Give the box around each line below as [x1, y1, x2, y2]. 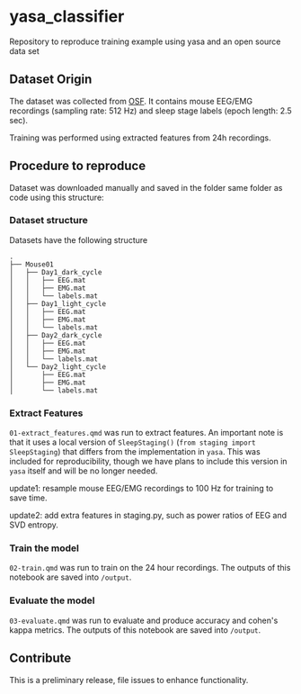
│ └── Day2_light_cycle [9, 362, 106, 371]
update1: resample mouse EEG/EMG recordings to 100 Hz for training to [9, 483, 274, 494]
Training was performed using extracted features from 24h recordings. [9, 132, 271, 143]
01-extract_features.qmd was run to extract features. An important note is [9, 428, 284, 438]
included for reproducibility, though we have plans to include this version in [9, 456, 288, 467]
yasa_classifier [9, 6, 125, 27]
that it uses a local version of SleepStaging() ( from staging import [9, 437, 256, 447]
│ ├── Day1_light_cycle [9, 299, 106, 308]
